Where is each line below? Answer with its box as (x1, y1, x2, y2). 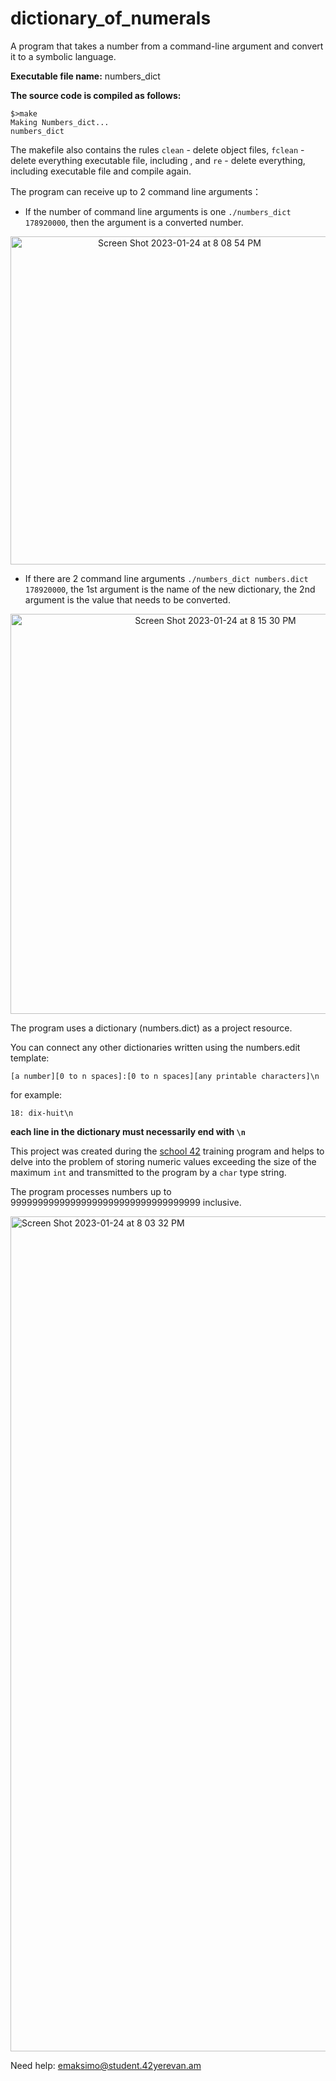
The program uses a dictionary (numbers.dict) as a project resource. (10, 1022, 293, 1034)
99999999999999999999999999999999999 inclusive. (10, 1196, 242, 1208)
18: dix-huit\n (10, 1108, 74, 1118)
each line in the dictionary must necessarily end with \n (10, 1125, 246, 1137)
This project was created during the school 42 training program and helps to (10, 1145, 325, 1157)
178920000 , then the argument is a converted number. (24, 216, 244, 228)
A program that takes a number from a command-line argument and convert (10, 40, 324, 52)
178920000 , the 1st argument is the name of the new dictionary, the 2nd (24, 583, 316, 595)
